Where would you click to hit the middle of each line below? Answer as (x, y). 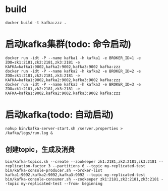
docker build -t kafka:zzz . (36, 23)
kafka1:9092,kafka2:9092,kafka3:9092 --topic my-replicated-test (75, 175)
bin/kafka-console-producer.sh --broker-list (54, 170)
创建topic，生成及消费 (40, 150)
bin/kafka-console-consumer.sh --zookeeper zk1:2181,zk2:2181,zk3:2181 (82, 179)
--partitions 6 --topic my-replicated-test (99, 166)
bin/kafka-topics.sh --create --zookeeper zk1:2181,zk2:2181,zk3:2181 (81, 162)
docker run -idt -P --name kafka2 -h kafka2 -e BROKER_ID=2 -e (73, 71)
